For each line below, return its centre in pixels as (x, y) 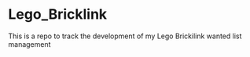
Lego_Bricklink (58, 14)
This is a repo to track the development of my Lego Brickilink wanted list (125, 36)
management (29, 44)
